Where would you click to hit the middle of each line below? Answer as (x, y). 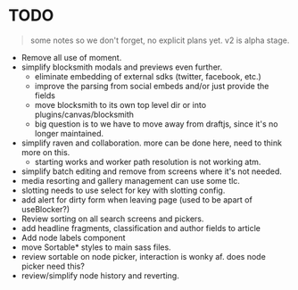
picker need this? (53, 266)
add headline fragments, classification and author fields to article (141, 228)
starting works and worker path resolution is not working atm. (148, 162)
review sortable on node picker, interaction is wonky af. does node (144, 256)
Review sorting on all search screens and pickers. (112, 219)
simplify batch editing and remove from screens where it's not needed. (152, 171)
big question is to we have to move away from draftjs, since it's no (156, 124)
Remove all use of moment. (71, 57)
